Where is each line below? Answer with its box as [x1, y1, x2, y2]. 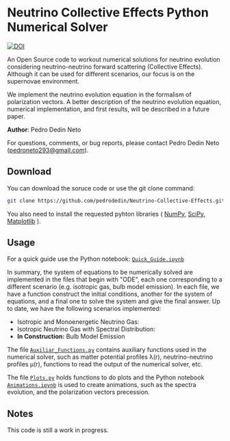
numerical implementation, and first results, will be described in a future [7, 105, 210, 113]
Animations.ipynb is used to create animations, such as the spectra [7, 381, 196, 389]
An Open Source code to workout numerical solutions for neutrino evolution [7, 55, 220, 63]
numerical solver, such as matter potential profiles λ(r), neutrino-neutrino [7, 353, 214, 361]
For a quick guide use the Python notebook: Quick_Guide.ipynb [7, 255, 185, 263]
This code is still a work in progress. [7, 426, 109, 434]
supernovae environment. [7, 77, 80, 85]
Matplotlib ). [7, 217, 41, 225]
